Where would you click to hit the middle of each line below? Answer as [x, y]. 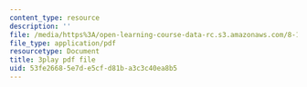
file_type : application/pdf [63, 43]
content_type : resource [55, 18]
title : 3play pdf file [53, 60]
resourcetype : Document [55, 52]
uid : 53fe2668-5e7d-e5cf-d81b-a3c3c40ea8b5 [94, 69]
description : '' [40, 26]
